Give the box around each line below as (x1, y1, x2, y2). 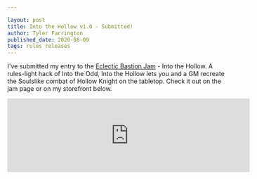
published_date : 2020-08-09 (7, 36, 90, 43)
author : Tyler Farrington (7, 30, 83, 37)
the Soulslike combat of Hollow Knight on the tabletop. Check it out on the (7, 77, 222, 85)
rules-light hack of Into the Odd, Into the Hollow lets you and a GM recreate (7, 70, 225, 78)
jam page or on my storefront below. (7, 85, 112, 93)
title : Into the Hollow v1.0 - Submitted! (7, 23, 133, 30)
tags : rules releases (7, 43, 71, 50)
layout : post (7, 16, 46, 23)
